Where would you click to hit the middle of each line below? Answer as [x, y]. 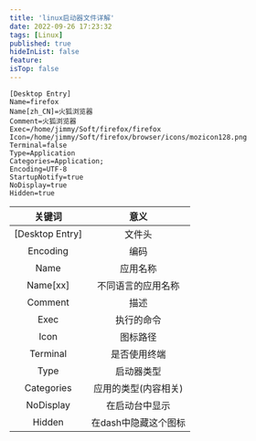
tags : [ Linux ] [37, 35]
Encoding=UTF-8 [38, 169]
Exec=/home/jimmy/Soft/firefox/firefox [85, 129]
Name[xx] [48, 285]
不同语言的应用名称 [139, 286]
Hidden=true [32, 193]
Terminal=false [38, 145]
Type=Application [43, 153]
